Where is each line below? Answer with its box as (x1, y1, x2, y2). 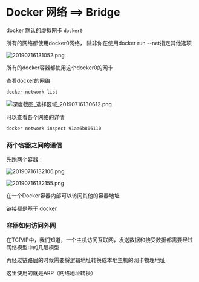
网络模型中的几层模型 (6, 244, 59, 251)
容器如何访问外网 (6, 221, 56, 229)
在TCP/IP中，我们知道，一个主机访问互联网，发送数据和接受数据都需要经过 (6, 236, 194, 243)
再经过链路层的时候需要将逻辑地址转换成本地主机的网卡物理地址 (6, 257, 165, 264)
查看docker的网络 (6, 77, 50, 84)
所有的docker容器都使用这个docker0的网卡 (6, 64, 114, 71)
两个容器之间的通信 (6, 141, 62, 149)
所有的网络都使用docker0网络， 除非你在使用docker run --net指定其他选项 (6, 39, 192, 46)
